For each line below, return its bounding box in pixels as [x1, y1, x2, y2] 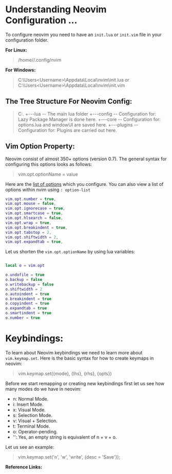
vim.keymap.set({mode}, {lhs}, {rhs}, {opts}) [17, 370, 112, 376]
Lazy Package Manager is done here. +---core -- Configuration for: [17, 116, 161, 122]
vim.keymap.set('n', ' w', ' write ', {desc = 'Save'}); [17, 453, 121, 460]
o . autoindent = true [5, 291, 50, 296]
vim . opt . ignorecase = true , [5, 206, 66, 211]
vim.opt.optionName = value [17, 171, 79, 177]
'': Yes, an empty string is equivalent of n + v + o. [12, 434, 117, 440]
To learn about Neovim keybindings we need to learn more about [5, 349, 143, 355]
